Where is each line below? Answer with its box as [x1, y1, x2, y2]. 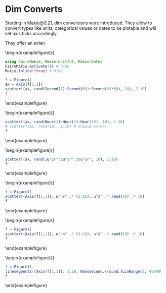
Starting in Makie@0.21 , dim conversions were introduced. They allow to [5, 20, 152, 26]
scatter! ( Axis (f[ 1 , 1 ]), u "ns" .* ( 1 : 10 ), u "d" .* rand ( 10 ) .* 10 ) [5, 194, 145, 199]
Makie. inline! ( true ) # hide [5, 68, 63, 73]
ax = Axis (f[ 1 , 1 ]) [5, 82, 43, 87]
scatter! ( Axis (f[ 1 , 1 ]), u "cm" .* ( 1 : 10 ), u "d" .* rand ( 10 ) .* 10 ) [5, 232, 145, 236]
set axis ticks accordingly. [5, 30, 58, 36]
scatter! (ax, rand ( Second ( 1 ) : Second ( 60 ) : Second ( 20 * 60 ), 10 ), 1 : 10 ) [5, 87, 147, 92]
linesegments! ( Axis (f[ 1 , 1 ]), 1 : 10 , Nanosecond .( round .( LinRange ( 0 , [5, 269, 147, 274]
